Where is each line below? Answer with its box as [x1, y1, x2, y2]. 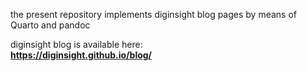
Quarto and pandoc [10, 19, 91, 31]
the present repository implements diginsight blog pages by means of [10, 9, 298, 20]
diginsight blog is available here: [10, 39, 143, 50]
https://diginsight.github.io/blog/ [10, 49, 153, 61]
